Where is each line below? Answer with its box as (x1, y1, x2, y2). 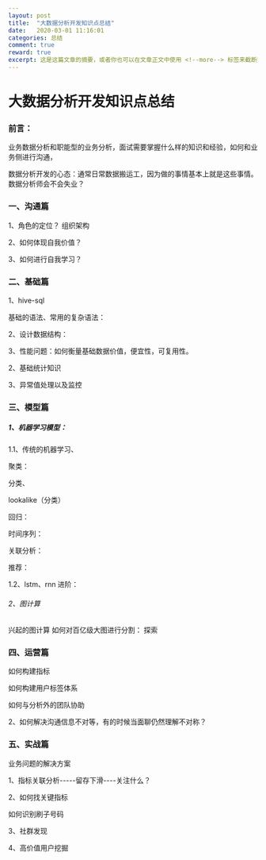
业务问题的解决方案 (8, 758, 71, 768)
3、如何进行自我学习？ (8, 254, 82, 264)
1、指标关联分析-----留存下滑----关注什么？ (8, 775, 151, 785)
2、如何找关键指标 (8, 792, 69, 802)
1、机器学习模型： (8, 422, 67, 433)
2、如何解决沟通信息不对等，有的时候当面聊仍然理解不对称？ (8, 717, 207, 727)
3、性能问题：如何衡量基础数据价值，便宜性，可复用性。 (8, 346, 193, 356)
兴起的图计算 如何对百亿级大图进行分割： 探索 (8, 625, 158, 635)
